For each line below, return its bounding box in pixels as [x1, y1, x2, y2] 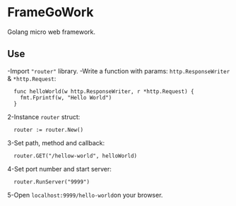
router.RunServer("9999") [13, 178, 90, 186]
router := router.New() [13, 126, 83, 133]
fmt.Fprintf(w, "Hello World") [20, 94, 112, 101]
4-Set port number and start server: [7, 164, 112, 173]
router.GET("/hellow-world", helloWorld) [13, 152, 138, 159]
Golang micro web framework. [7, 28, 96, 36]
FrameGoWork [7, 4, 94, 20]
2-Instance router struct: [7, 112, 81, 121]
